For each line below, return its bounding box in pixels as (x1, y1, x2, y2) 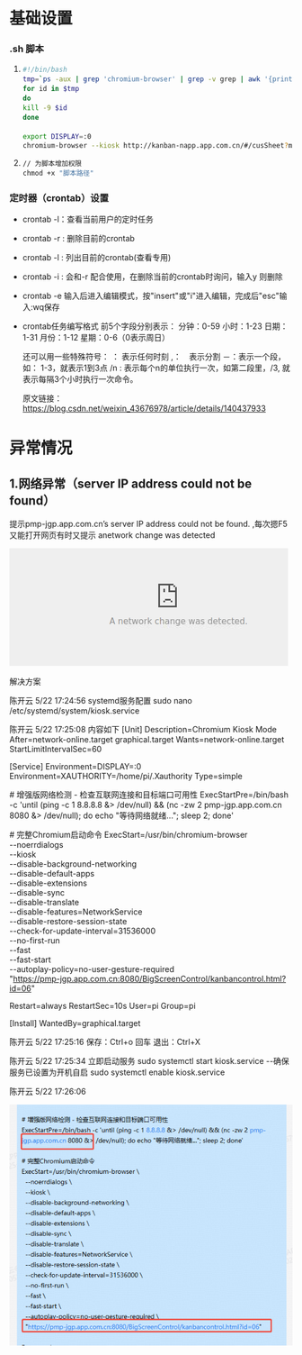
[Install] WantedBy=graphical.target (9, 1018, 141, 1029)
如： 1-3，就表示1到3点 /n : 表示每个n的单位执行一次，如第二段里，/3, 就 (22, 362, 290, 374)
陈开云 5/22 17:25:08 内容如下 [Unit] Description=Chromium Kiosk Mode (9, 724, 277, 735)
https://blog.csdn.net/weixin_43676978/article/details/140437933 (22, 403, 267, 414)
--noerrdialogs (9, 840, 64, 850)
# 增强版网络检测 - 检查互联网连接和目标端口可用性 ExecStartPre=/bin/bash (9, 789, 289, 800)
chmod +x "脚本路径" (22, 168, 94, 178)
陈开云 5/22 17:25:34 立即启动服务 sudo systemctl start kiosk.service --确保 (9, 1056, 289, 1067)
